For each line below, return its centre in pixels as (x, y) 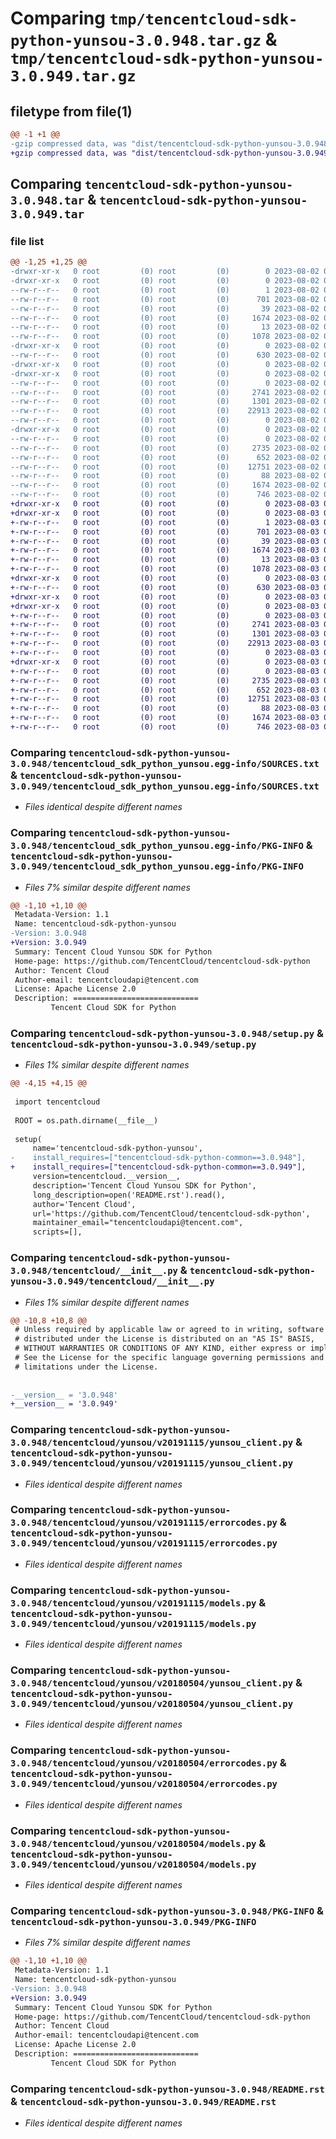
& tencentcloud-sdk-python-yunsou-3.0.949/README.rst (143, 2101)
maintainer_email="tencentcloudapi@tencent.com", (138, 1223)
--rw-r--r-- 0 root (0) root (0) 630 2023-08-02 (165, 355)
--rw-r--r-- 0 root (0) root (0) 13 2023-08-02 (165, 327)
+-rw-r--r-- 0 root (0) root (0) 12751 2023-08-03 (165, 699)
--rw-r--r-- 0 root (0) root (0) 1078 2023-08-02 (165, 337)
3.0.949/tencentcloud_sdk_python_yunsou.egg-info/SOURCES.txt (165, 786)
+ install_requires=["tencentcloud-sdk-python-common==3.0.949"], (158, 1167)
